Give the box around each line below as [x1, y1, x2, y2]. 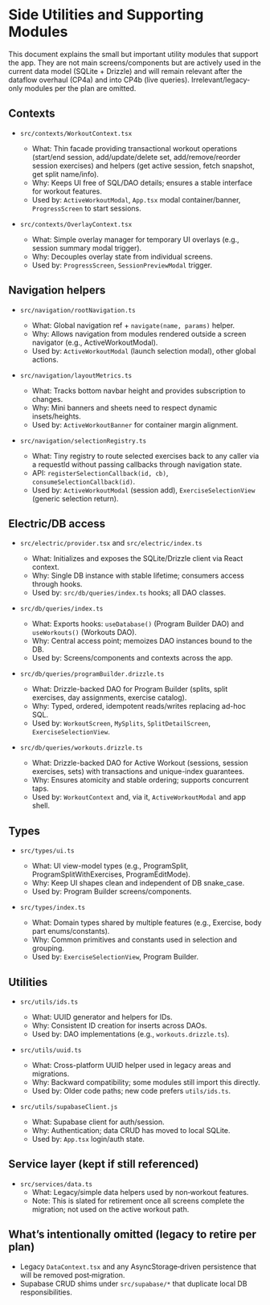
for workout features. [31, 186, 103, 196]
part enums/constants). [31, 927, 110, 936]
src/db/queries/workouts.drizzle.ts [19, 744, 143, 752]
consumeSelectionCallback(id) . [31, 477, 136, 486]
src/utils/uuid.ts [19, 1046, 82, 1054]
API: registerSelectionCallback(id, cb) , [31, 468, 169, 477]
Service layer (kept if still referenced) [8, 1157, 199, 1171]
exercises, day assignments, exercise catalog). [31, 693, 187, 702]
